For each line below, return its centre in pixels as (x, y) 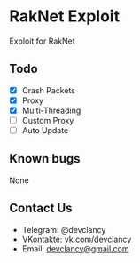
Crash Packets (48, 90)
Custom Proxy (48, 120)
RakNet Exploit (65, 16)
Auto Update (45, 130)
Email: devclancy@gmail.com (75, 248)
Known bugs (45, 159)
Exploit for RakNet (42, 41)
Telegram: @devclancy (64, 229)
